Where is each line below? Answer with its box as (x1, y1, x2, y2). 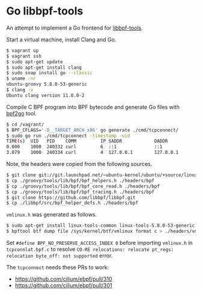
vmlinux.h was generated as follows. (6, 211, 97, 218)
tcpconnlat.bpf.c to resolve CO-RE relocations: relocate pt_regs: (6, 246, 174, 253)
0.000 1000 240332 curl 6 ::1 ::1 (6, 144, 163, 150)
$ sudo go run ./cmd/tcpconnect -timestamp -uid (6, 133, 130, 139)
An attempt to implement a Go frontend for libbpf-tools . (6, 24, 143, 31)
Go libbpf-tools (6, 4, 84, 18)
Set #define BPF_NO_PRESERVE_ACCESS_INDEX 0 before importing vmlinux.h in (6, 239, 193, 247)
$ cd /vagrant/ (6, 121, 44, 127)
